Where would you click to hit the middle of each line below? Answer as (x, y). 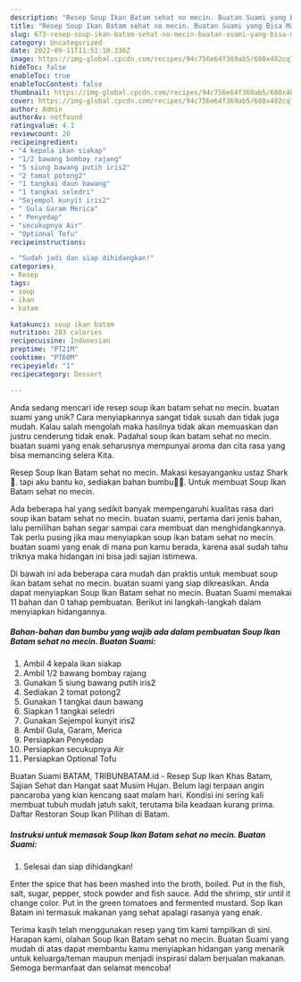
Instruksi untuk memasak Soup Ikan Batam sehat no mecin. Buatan (138, 835)
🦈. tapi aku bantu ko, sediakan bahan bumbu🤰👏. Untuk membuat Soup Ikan (148, 482)
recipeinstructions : (49, 242)
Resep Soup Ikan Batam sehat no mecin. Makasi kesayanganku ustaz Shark (149, 472)
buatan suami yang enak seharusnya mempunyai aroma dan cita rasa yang (148, 445)
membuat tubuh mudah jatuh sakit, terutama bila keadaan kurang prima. (142, 805)
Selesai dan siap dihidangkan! (78, 867)
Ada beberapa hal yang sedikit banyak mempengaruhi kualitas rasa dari (142, 508)
